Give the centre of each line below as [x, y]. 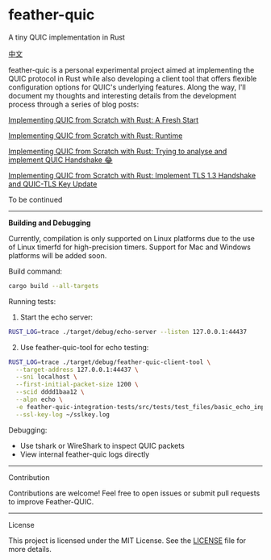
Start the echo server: [56, 317]
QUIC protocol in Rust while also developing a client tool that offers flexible [133, 78]
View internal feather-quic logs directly [85, 454]
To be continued [35, 199]
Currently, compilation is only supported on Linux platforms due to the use [132, 238]
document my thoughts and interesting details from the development [122, 95]
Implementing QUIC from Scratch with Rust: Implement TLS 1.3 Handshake [132, 175]
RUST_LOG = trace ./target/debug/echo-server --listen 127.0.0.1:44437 [128, 332]
